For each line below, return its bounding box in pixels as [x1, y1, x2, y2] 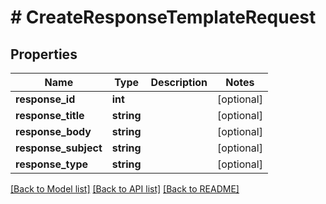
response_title [15, 109, 85, 122]
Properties [10, 46, 78, 63]
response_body [15, 125, 92, 138]
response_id [15, 92, 76, 106]
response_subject [15, 141, 103, 155]
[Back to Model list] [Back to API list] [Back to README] [10, 183, 240, 195]
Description [150, 76, 208, 89]
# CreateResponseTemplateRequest [10, 6, 317, 29]
